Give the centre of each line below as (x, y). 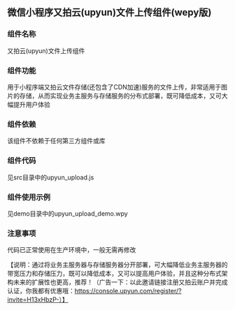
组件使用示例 (29, 197)
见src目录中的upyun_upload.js (51, 177)
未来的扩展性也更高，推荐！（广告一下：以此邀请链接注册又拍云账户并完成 (120, 282)
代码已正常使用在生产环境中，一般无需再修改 (72, 250)
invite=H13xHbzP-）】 (38, 300)
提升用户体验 (31, 104)
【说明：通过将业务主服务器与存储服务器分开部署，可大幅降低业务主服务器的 (117, 265)
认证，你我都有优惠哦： (41, 291)
